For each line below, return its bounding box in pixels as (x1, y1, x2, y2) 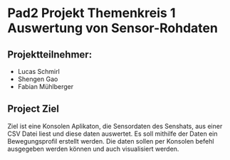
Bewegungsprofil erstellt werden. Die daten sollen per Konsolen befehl (7, 137, 214, 145)
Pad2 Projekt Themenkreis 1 (7, 5, 176, 21)
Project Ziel (7, 103, 59, 115)
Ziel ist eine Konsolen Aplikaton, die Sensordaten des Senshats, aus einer (7, 122, 223, 130)
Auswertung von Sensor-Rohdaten (7, 20, 219, 36)
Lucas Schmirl (17, 68, 61, 75)
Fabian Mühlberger (17, 82, 73, 90)
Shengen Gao (17, 75, 58, 83)
